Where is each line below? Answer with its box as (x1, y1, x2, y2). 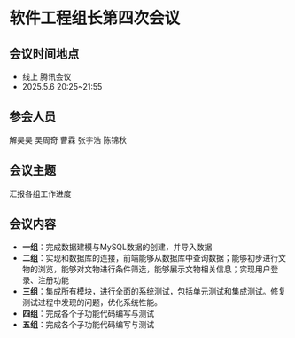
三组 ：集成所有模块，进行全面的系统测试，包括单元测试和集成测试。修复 (21, 286, 286, 297)
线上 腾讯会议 (21, 72, 72, 82)
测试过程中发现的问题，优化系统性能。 (21, 297, 162, 308)
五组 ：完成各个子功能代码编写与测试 (21, 319, 155, 330)
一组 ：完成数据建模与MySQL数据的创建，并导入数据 (21, 241, 213, 253)
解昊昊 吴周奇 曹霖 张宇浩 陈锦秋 (9, 134, 127, 145)
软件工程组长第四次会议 (9, 8, 181, 28)
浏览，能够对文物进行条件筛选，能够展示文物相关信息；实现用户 (37, 263, 271, 275)
